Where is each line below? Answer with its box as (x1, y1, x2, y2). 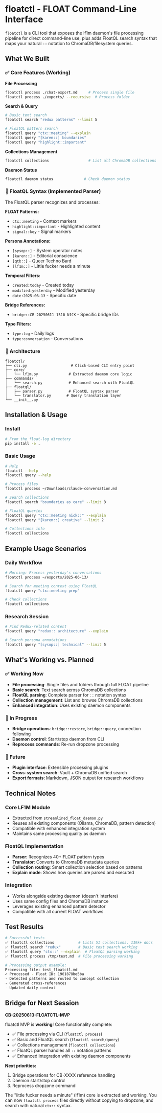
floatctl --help (5, 468, 38, 473)
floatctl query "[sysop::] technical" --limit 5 (5, 642, 106, 647)
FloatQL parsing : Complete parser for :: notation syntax (12, 692, 127, 698)
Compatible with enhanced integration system (12, 825, 105, 831)
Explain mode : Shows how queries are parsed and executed (12, 870, 135, 876)
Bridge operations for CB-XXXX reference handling (12, 1072, 116, 1078)
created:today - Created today (12, 282, 74, 288)
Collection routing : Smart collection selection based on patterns (12, 864, 143, 870)
